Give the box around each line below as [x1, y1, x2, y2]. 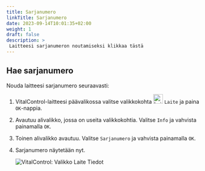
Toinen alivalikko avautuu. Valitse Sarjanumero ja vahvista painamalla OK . [15, 134, 196, 142]
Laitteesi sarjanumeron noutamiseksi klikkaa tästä [9, 43, 144, 49]
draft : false [6, 32, 40, 38]
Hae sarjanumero [6, 65, 73, 76]
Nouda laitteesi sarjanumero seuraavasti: [6, 82, 110, 89]
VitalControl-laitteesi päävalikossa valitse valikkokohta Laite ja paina [15, 98, 199, 105]
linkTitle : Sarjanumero [6, 15, 67, 21]
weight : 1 [6, 26, 32, 32]
